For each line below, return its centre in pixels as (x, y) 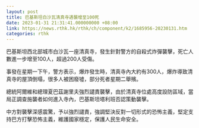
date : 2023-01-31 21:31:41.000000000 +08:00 (62, 23)
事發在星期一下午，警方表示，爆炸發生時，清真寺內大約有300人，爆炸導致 (97, 71)
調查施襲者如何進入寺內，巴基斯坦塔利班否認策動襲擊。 (84, 99)
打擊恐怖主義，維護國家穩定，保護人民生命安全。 (81, 119)
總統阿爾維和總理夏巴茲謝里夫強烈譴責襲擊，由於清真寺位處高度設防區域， (97, 92)
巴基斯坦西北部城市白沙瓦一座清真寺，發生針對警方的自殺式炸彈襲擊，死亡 (97, 52)
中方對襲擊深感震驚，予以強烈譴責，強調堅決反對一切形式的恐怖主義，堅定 (97, 112)
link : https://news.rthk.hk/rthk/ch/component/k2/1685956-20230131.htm (97, 28)
